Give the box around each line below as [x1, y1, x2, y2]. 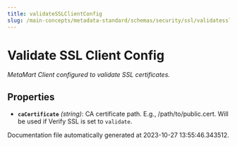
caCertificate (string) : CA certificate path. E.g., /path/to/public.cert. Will [17, 110, 229, 118]
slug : [7, 17, 23, 24]
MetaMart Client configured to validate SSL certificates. [7, 71, 171, 79]
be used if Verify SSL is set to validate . [17, 117, 133, 126]
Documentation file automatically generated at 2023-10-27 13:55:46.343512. [7, 131, 229, 140]
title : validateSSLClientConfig [7, 10, 102, 18]
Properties [7, 91, 55, 103]
